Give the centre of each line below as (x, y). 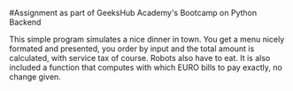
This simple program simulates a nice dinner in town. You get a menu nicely (147, 39)
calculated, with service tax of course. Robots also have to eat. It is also (140, 58)
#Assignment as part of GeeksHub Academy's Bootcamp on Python (133, 13)
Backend (25, 22)
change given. (35, 77)
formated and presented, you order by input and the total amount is (132, 49)
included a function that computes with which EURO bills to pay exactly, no (146, 67)
